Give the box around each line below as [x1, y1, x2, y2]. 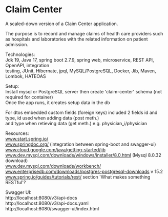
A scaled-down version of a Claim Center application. [5, 21, 118, 27]
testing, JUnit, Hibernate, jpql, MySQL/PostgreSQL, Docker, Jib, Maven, [5, 68, 156, 74]
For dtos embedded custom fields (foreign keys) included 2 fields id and [5, 109, 158, 115]
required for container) [5, 94, 53, 100]
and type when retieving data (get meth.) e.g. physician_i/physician [5, 120, 148, 126]
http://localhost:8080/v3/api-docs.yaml [5, 200, 89, 206]
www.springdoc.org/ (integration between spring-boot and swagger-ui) [5, 141, 156, 147]
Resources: [5, 130, 29, 136]
